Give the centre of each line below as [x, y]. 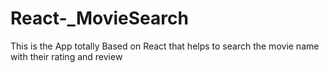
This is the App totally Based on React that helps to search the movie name [165, 46]
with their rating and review [66, 56]
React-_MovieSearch [99, 18]
